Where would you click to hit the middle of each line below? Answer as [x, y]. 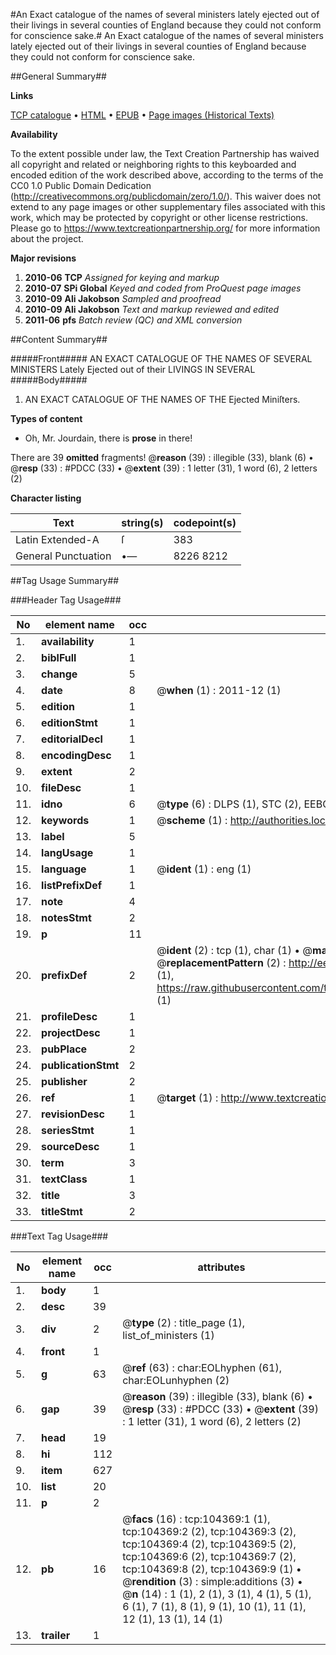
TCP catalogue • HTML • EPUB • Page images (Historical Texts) [142, 115]
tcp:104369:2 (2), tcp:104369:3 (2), [209, 1531]
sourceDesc [70, 1146]
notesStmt [66, 917]
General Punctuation [63, 556]
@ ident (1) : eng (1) [204, 869]
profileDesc [69, 1016]
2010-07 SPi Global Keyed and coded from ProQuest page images [163, 288]
